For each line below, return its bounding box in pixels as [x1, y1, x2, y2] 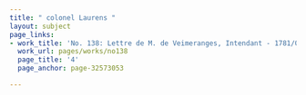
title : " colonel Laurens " [9, 13, 117, 23]
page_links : [9, 30, 55, 39]
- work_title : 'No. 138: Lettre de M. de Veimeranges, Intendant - [9, 38, 271, 48]
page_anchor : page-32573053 [17, 64, 125, 73]
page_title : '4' [17, 55, 79, 64]
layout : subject [9, 22, 71, 31]
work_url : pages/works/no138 [17, 47, 128, 56]
